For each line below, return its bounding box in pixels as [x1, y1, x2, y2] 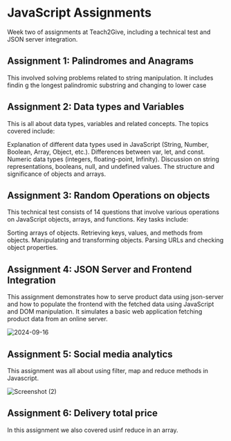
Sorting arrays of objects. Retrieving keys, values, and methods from [7, 228, 203, 237]
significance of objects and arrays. [7, 170, 106, 178]
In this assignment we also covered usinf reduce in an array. [7, 426, 178, 434]
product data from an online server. [7, 315, 109, 323]
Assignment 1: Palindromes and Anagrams [7, 55, 194, 67]
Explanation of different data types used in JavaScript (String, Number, [7, 140, 209, 148]
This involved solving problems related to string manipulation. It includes [7, 73, 214, 82]
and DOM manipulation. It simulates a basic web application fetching [7, 307, 203, 316]
